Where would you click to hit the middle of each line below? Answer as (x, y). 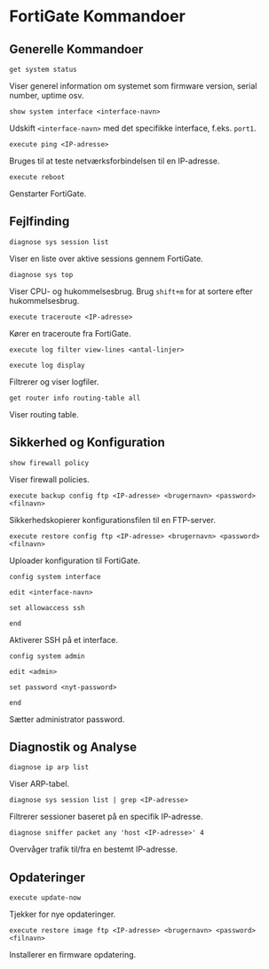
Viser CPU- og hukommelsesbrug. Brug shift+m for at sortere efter (131, 291)
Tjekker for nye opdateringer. (63, 914)
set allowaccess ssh (47, 608)
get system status (43, 69)
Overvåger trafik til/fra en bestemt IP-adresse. (94, 849)
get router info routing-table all (75, 398)
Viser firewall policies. (50, 479)
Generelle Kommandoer (76, 49)
